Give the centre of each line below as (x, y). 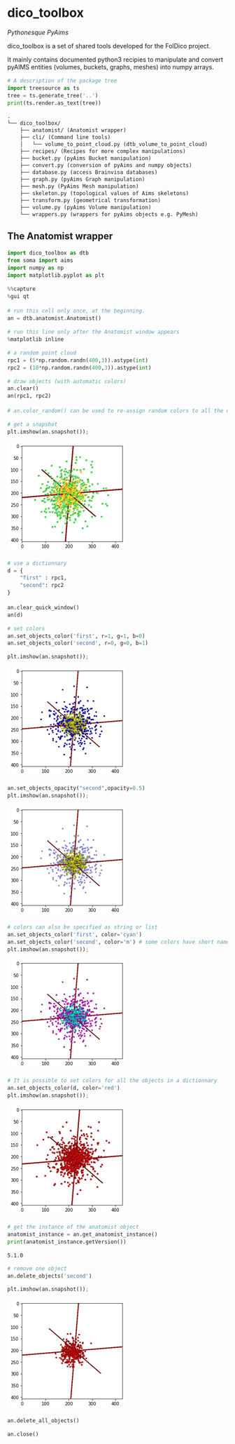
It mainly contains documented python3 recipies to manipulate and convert (115, 59)
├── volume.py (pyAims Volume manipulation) (86, 208)
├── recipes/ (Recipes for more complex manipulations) (103, 151)
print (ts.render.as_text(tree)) (54, 103)
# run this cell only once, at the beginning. (76, 311)
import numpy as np (36, 268)
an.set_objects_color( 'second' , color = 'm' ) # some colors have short (111, 942)
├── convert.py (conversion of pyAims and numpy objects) (106, 166)
